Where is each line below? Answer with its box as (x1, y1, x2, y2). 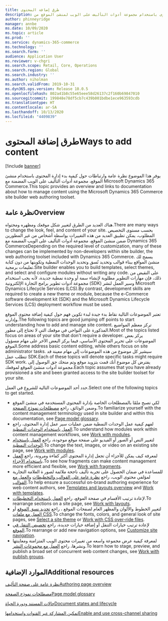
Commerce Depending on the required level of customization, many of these (5, 243, 161, 249)
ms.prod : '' (5, 35, 30, 40)
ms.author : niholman (5, 77, 48, 82)
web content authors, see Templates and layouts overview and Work (12, 484, 154, 490)
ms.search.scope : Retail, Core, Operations (5, 63, 97, 68)
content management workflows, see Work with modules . (12, 431, 131, 437)
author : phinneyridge (5, 16, 50, 21)
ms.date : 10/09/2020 (5, 26, 48, 31)
